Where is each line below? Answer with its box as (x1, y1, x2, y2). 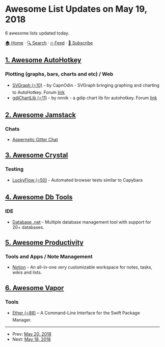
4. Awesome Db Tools (5, 193, 73, 202)
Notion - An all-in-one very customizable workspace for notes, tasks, (12, 264, 153, 270)
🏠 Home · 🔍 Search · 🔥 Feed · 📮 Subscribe (5, 40, 93, 46)
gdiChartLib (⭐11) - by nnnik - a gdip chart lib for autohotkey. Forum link (12, 95, 157, 101)
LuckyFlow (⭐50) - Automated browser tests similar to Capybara (12, 177, 143, 183)
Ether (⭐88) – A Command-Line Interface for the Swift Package (12, 310, 140, 316)
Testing (5, 165, 24, 172)
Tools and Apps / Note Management (5, 253, 93, 260)
